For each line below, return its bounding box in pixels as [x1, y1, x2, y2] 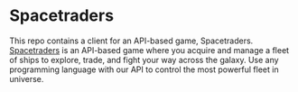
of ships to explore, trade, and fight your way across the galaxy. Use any [9, 54, 279, 65]
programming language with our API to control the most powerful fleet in [9, 64, 279, 75]
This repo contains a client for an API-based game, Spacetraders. [9, 35, 254, 46]
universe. [9, 73, 44, 84]
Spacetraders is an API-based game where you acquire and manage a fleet [9, 44, 290, 55]
